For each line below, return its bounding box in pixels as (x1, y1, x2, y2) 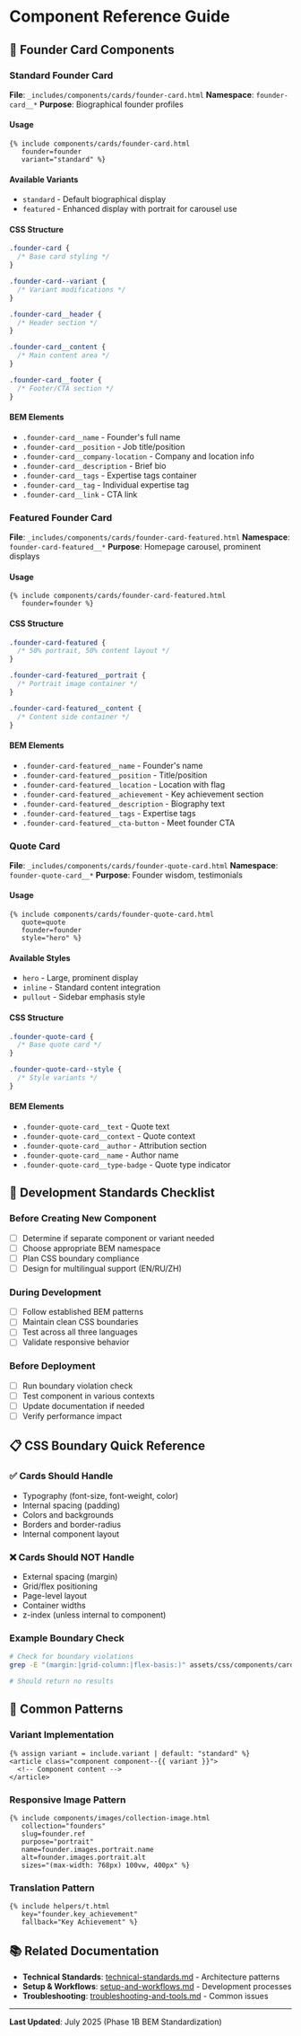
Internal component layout (21, 1529, 120, 1539)
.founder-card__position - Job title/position (21, 441, 185, 452)
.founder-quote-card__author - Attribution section (21, 1140, 208, 1150)
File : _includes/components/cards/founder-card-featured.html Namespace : (9, 532, 290, 542)
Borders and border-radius (21, 1519, 122, 1529)
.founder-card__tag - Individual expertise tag (21, 479, 190, 490)
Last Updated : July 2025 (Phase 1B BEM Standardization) (9, 2016, 222, 2027)
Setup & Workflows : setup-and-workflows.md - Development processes (21, 1980, 292, 1991)
